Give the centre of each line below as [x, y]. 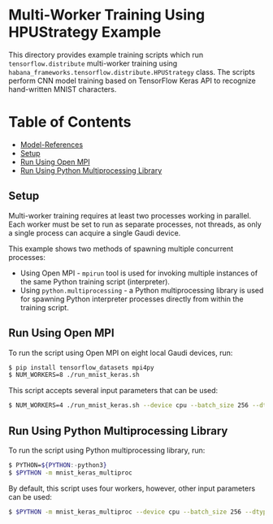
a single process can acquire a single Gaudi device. [95, 232]
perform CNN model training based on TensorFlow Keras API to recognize [132, 80]
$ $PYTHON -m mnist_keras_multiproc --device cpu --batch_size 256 [125, 512]
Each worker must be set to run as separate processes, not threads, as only [135, 224]
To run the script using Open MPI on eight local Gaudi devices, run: [121, 353]
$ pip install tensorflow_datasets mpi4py [81, 367]
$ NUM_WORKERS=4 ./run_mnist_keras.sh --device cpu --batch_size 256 [129, 405]
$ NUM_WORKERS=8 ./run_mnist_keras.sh [74, 375]
